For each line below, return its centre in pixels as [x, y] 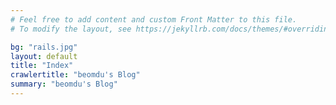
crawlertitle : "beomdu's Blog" [75, 75]
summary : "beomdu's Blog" [64, 84]
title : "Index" [42, 66]
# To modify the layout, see [71, 29]
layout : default [44, 56]
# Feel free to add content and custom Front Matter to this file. [154, 19]
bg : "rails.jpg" [44, 47]
